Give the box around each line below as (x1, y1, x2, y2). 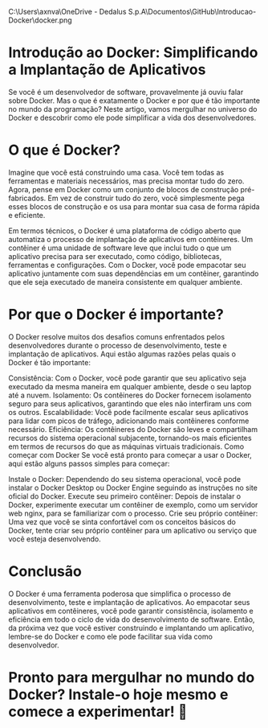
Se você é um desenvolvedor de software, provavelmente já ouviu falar (8, 87, 244, 97)
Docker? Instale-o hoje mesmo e (8, 685, 229, 703)
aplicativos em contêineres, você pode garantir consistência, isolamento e (8, 606, 254, 615)
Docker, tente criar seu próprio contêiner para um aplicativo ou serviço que (8, 525, 257, 535)
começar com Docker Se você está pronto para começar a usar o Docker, (8, 450, 253, 459)
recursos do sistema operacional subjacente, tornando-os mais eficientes (8, 433, 252, 442)
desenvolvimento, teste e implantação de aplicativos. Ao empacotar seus (8, 597, 250, 607)
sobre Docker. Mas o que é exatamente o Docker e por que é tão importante (8, 96, 261, 105)
